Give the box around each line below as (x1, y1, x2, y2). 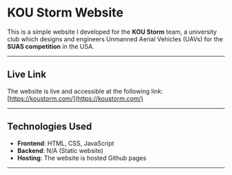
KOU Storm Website (7, 5, 124, 21)
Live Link (7, 69, 47, 81)
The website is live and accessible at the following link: (7, 87, 164, 95)
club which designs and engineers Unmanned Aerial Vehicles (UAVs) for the (7, 34, 223, 43)
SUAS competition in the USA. (7, 42, 95, 50)
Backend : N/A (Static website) (17, 146, 104, 154)
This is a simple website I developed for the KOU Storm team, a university (7, 28, 217, 36)
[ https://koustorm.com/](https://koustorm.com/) (7, 94, 144, 103)
